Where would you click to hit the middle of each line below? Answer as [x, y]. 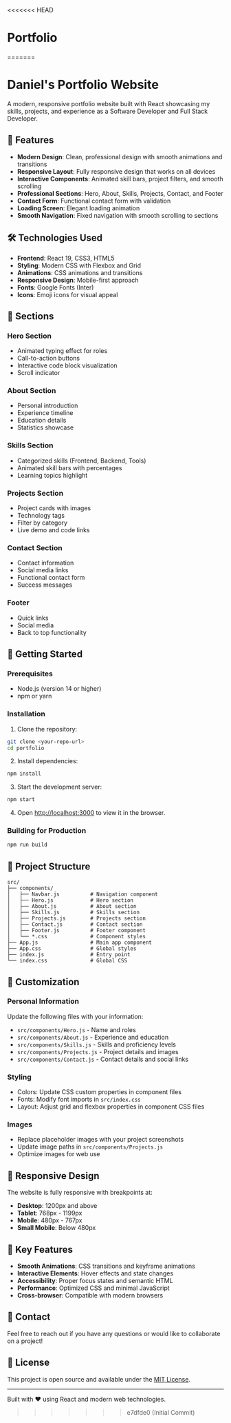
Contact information [45, 563]
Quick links [33, 618]
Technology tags [41, 516]
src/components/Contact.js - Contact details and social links [103, 1059]
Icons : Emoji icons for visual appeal [67, 294]
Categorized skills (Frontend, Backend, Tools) [81, 461]
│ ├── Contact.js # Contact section [75, 925]
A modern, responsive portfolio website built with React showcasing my [109, 103]
